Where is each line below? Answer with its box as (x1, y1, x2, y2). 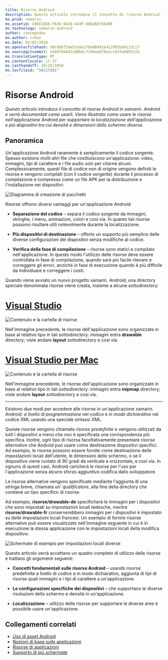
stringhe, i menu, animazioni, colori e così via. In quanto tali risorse (12, 216, 150, 222)
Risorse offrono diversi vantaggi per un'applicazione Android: (5, 201, 132, 207)
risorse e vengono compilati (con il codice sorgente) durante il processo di (5, 171, 158, 177)
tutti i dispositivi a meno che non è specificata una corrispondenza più (5, 431, 150, 437)
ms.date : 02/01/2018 (5, 40, 48, 45)
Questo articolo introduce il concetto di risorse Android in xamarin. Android (5, 106, 160, 112)
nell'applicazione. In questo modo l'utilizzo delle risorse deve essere (12, 251, 153, 257)
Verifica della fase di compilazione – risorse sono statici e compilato (12, 246, 155, 252)
